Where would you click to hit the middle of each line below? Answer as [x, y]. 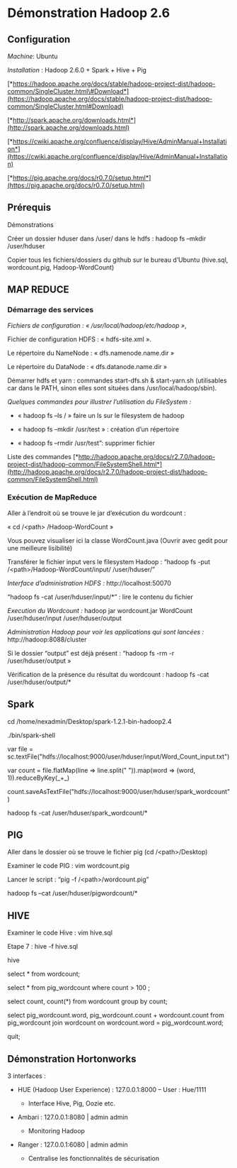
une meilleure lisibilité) [40, 548]
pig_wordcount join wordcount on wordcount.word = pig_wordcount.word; [116, 1023]
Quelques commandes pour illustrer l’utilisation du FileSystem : [99, 402]
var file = [21, 749]
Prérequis [29, 208]
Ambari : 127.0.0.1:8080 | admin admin [73, 1117]
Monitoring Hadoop [56, 1131]
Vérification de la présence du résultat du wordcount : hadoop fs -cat [108, 674]
